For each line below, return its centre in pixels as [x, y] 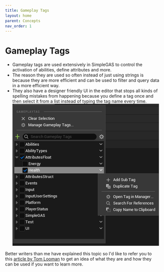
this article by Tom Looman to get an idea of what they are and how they [78, 259]
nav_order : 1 [18, 26]
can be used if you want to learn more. [44, 264]
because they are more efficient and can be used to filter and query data [86, 80]
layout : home [18, 16]
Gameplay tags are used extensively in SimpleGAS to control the [77, 65]
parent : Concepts [23, 21]
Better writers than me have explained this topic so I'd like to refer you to [79, 254]
